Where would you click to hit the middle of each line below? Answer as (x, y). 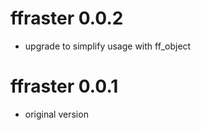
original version (56, 114)
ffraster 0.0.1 (64, 86)
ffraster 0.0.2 (67, 18)
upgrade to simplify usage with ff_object (108, 46)
